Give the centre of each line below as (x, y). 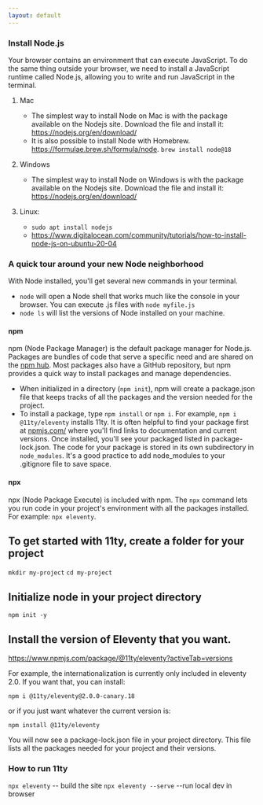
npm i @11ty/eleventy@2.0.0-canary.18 (71, 696)
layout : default (35, 15)
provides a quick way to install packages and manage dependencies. (120, 374)
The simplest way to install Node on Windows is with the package (137, 179)
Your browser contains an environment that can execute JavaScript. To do (128, 60)
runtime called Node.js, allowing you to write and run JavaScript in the (122, 76)
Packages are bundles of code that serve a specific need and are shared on (131, 357)
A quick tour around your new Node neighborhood (106, 264)
